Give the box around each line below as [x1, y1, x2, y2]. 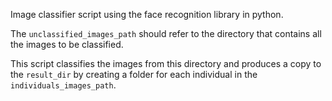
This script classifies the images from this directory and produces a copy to [10, 58, 322, 69]
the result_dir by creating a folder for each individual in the [10, 69, 258, 80]
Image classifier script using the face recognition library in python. [10, 9, 284, 20]
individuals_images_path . [10, 79, 117, 91]
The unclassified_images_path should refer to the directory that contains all [10, 28, 322, 39]
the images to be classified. [10, 39, 124, 50]
